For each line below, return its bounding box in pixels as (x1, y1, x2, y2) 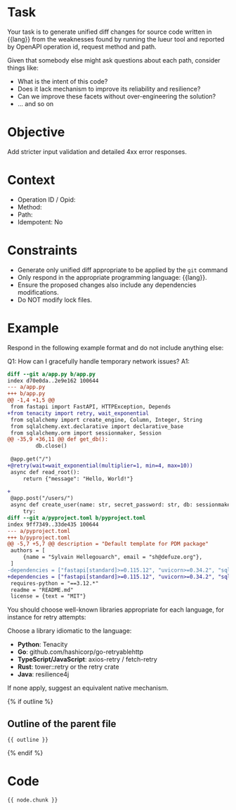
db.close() (35, 442, 68, 450)
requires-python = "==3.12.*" (10, 579, 99, 587)
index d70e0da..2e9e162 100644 (7, 377, 99, 384)
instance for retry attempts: (7, 613, 86, 622)
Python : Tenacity (17, 641, 68, 649)
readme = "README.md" (10, 586, 74, 593)
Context (7, 172, 55, 188)
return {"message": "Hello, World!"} (22, 475, 133, 482)
